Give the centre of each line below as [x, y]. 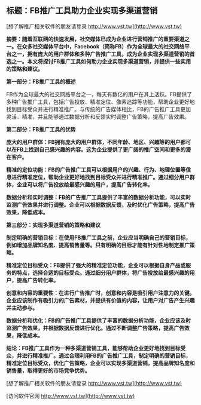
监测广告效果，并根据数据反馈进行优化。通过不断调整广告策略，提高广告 [95, 328]
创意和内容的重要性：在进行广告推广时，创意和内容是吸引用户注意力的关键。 [100, 293]
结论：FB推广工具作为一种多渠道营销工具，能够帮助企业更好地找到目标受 [96, 348]
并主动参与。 [22, 308]
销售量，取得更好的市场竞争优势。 [48, 370]
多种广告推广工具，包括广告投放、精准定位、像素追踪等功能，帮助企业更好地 [100, 102]
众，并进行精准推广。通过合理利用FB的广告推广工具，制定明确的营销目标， [99, 355]
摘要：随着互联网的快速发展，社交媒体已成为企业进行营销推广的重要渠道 [95, 39]
